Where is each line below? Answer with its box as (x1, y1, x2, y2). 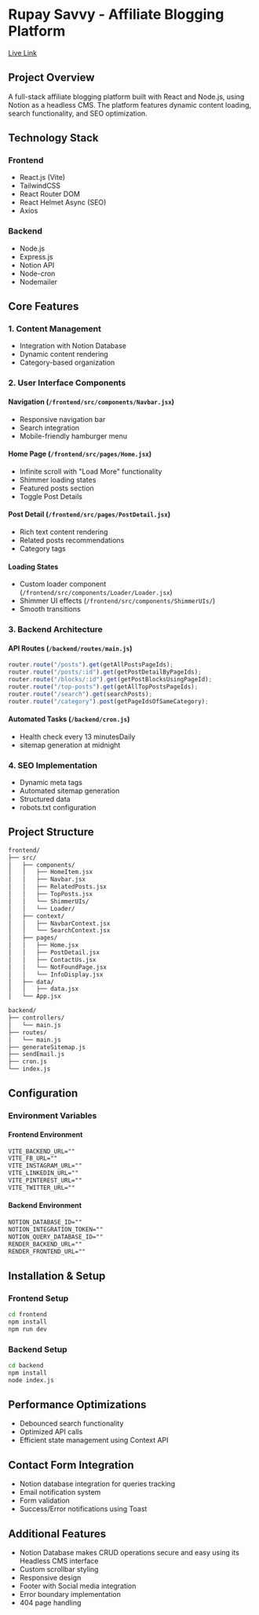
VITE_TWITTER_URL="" (8, 1184, 76, 1191)
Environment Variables (8, 1110, 97, 1121)
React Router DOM (19, 189, 81, 199)
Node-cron (19, 269, 56, 278)
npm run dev (8, 1325, 47, 1333)
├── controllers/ (8, 1014, 65, 1022)
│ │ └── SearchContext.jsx (8, 927, 111, 934)
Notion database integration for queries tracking (19, 1479, 176, 1488)
